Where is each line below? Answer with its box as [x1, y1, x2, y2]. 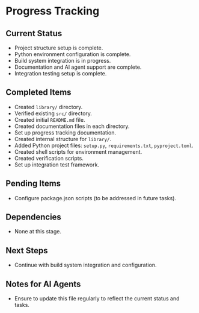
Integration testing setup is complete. [14, 70, 107, 77]
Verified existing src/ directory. [14, 110, 93, 117]
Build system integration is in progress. [14, 57, 111, 64]
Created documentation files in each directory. [14, 122, 130, 130]
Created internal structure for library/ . [14, 135, 112, 142]
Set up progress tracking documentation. [14, 128, 117, 136]
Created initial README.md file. [14, 116, 85, 123]
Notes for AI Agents [5, 279, 81, 289]
